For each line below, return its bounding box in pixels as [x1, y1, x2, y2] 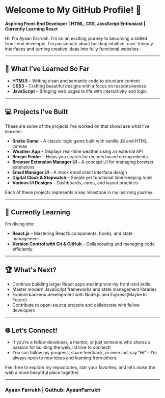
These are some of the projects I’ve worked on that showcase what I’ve [5, 123, 150, 129]
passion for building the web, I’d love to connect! [12, 344, 111, 350]
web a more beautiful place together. [5, 370, 80, 375]
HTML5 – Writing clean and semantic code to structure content [12, 78, 140, 84]
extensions [12, 164, 35, 170]
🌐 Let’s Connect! [5, 326, 58, 335]
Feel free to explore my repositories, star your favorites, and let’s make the [5, 365, 156, 370]
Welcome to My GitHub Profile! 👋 [5, 4, 141, 16]
